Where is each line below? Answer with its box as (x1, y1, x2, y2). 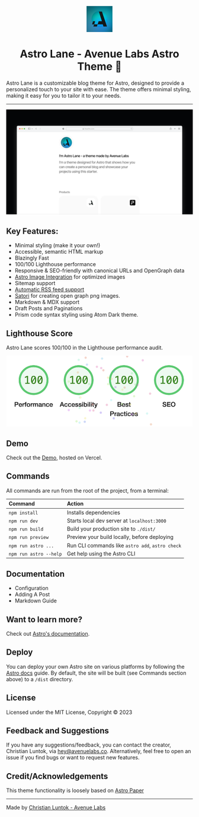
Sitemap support (14, 280, 56, 287)
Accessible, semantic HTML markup (14, 248, 104, 256)
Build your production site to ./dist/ (67, 525, 156, 532)
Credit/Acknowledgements (6, 771, 108, 781)
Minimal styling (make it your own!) (14, 242, 101, 249)
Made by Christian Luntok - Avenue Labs (6, 804, 106, 811)
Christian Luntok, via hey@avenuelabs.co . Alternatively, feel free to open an (6, 748, 191, 755)
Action (67, 500, 84, 508)
